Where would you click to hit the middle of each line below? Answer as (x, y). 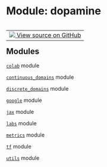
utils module (23, 158)
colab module (23, 66)
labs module (21, 123)
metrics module (26, 135)
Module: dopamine (53, 11)
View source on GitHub (49, 35)
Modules (23, 51)
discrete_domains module (37, 89)
